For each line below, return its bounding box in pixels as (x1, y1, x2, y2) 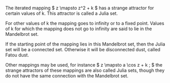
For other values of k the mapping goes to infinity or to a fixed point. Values (5, 20, 165, 26)
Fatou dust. (5, 52, 29, 58)
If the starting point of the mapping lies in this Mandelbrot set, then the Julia (5, 41, 165, 47)
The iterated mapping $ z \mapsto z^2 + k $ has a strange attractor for (5, 5, 155, 11)
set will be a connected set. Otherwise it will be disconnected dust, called (5, 47, 160, 52)
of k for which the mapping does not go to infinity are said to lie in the (5, 26, 152, 32)
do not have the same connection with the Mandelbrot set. (5, 73, 129, 79)
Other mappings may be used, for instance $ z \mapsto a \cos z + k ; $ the (5, 62, 163, 68)
